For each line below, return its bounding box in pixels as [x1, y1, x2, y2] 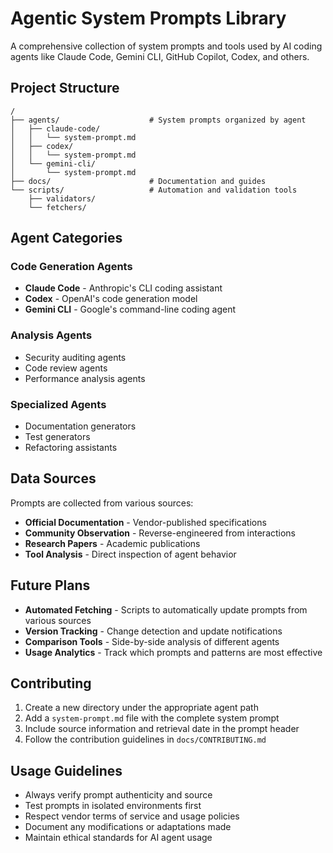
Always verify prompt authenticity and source [24, 789, 213, 801]
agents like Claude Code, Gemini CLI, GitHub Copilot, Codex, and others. [10, 50, 310, 62]
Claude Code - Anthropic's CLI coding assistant [24, 282, 223, 294]
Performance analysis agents [24, 372, 146, 384]
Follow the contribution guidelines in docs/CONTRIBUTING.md [24, 733, 267, 746]
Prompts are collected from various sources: [10, 497, 194, 509]
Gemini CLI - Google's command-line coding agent [24, 303, 237, 316]
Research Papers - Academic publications [24, 537, 201, 549]
